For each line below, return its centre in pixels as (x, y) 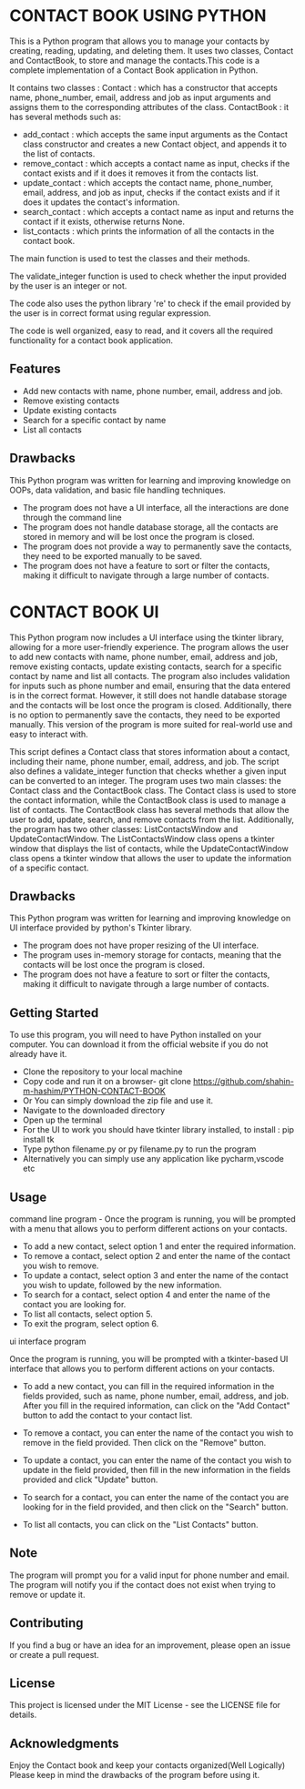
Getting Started (54, 1013)
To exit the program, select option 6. (91, 1323)
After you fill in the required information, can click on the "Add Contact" (157, 1405)
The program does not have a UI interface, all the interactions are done (156, 507)
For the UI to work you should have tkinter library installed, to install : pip (158, 1130)
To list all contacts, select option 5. (87, 1314)
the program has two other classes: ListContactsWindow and (124, 828)
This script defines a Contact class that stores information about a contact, (150, 751)
